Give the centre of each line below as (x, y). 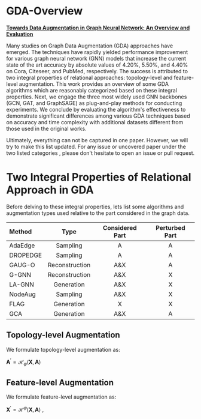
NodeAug (22, 294)
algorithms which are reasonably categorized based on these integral (92, 90)
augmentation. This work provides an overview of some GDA (94, 84)
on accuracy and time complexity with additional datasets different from (95, 122)
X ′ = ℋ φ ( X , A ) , (25, 409)
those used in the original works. (46, 128)
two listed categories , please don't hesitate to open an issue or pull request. (100, 153)
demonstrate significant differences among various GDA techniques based (98, 116)
